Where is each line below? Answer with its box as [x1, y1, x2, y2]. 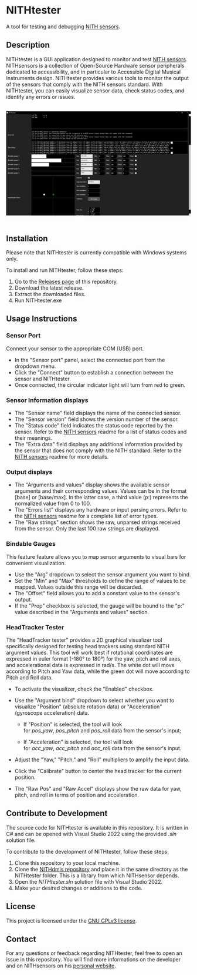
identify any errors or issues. [6, 93, 76, 100]
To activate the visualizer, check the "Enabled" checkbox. [14, 685, 154, 692]
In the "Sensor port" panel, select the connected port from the [14, 356, 165, 363]
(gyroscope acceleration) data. [14, 709, 90, 716]
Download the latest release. [14, 284, 84, 291]
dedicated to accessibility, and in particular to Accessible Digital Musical [6, 68, 181, 75]
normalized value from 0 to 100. [14, 500, 91, 507]
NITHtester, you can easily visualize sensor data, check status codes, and [6, 87, 185, 94]
